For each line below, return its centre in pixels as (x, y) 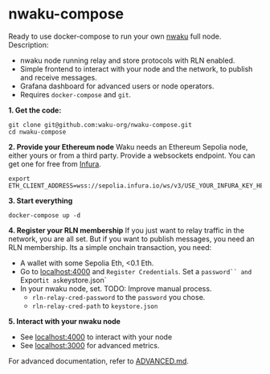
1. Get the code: (35, 110)
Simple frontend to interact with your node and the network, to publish (136, 68)
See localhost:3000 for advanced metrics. (90, 345)
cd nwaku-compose (37, 132)
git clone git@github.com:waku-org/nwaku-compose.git (100, 125)
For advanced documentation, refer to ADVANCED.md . (98, 361)
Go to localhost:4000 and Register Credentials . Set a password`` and (136, 271)
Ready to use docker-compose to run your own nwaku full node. (115, 36)
